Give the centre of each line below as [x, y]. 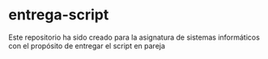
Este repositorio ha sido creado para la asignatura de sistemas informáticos [134, 37]
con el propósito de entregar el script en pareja [87, 45]
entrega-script [59, 15]
